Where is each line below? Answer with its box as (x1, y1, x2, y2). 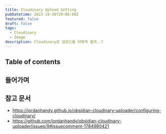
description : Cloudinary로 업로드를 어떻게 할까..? (5, 40, 104, 45)
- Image (9, 35, 26, 40)
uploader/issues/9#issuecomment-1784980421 (12, 123, 109, 129)
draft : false (5, 21, 32, 26)
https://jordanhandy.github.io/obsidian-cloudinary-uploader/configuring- (12, 107, 161, 114)
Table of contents (5, 58, 60, 66)
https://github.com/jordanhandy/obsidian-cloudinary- (12, 118, 122, 124)
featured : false (5, 16, 39, 21)
